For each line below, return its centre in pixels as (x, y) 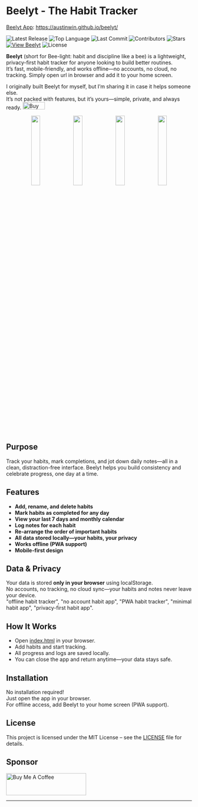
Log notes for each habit (45, 525)
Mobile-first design (39, 550)
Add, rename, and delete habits (54, 506)
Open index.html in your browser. (55, 641)
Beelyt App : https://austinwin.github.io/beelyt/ (62, 27)
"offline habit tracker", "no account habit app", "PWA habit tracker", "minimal (99, 601)
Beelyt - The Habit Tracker (72, 11)
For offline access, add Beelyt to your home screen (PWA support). (88, 705)
